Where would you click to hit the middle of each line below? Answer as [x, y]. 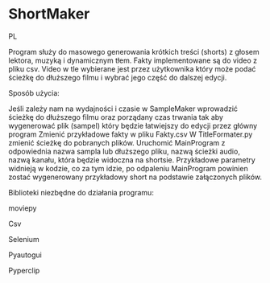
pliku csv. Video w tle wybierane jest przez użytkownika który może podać [132, 68]
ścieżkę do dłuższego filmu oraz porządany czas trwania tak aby [116, 117]
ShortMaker [49, 14]
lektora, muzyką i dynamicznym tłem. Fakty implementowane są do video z [133, 60]
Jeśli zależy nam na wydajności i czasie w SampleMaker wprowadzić [123, 109]
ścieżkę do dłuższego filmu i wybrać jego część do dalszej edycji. [118, 77]
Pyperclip [24, 270]
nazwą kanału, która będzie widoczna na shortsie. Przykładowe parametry [132, 160]
